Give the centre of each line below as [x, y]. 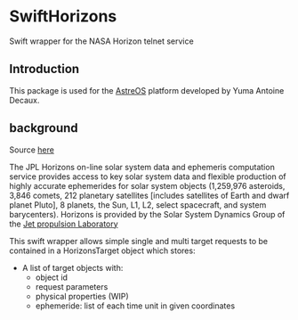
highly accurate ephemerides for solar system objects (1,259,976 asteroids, [147, 185]
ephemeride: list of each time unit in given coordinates [135, 306]
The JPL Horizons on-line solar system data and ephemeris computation [142, 167]
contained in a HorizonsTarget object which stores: [102, 250]
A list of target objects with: [72, 267]
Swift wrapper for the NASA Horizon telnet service [101, 41]
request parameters [72, 286]
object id [52, 277]
